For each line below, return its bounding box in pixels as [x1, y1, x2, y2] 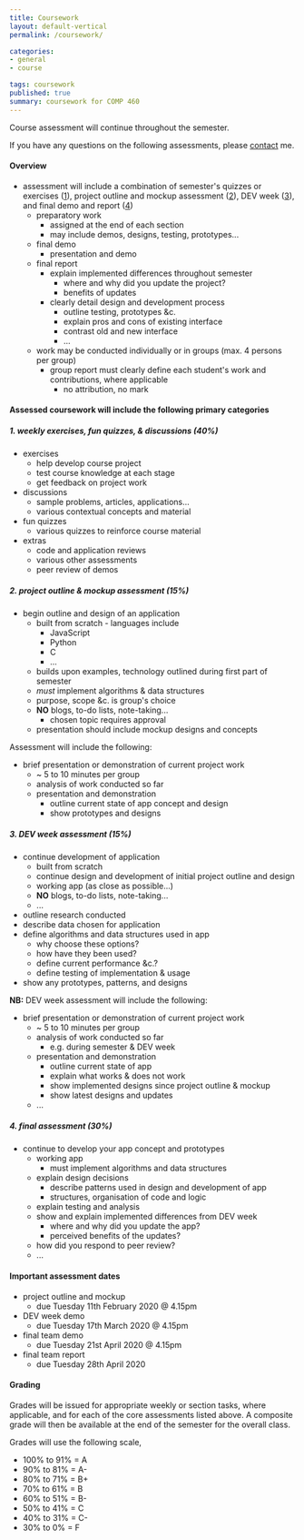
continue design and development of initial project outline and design [35, 871, 295, 882]
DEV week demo [22, 1310, 85, 1321]
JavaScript [49, 627, 91, 638]
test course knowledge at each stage [35, 468, 175, 479]
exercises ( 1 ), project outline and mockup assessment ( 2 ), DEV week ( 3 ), [22, 190, 295, 201]
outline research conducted [22, 909, 126, 920]
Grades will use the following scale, [9, 1436, 142, 1447]
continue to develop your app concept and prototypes [22, 1143, 225, 1154]
